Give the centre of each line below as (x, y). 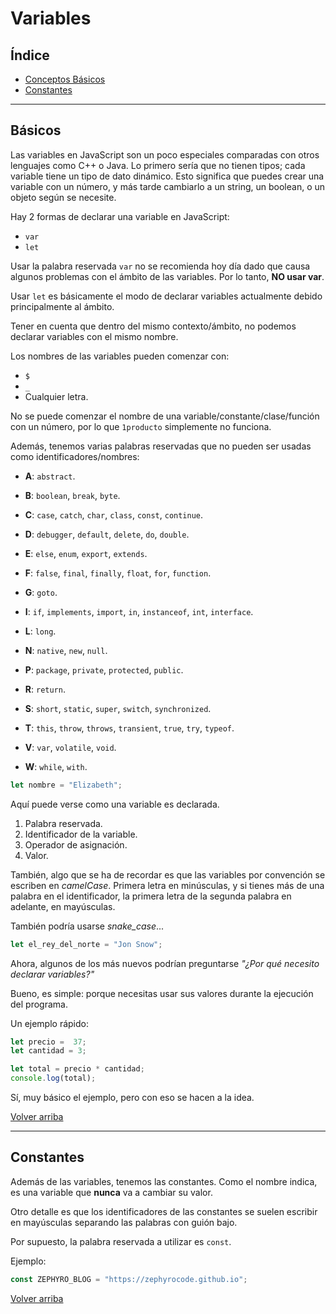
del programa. (39, 1004)
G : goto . (41, 592)
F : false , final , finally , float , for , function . (118, 573)
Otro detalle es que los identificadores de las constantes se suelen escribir (164, 1211)
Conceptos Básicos (65, 79)
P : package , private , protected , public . (104, 669)
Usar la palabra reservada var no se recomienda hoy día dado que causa (160, 266)
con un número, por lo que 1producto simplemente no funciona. (141, 426)
